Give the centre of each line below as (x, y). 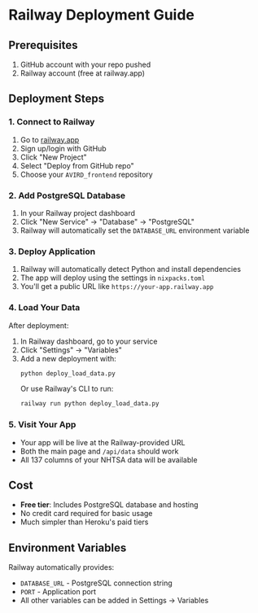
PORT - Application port (58, 592)
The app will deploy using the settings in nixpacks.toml (113, 278)
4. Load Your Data (44, 308)
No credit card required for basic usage (86, 514)
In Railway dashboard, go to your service (89, 341)
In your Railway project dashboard (78, 212)
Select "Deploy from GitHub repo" (77, 165)
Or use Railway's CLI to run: (67, 389)
